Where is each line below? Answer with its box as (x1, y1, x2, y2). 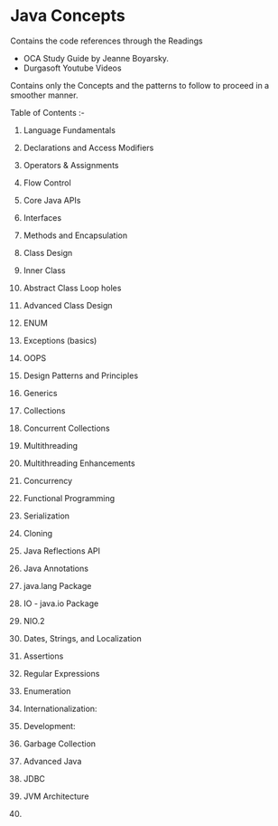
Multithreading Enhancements (23, 458, 135, 469)
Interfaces (23, 212, 62, 223)
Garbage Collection (23, 738, 97, 749)
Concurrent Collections (23, 422, 111, 433)
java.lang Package (23, 580, 92, 591)
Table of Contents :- (10, 107, 85, 118)
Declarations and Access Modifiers (23, 142, 154, 153)
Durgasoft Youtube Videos (23, 62, 122, 73)
